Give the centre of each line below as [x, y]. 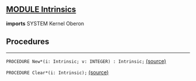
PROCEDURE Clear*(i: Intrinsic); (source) [57, 72]
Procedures [28, 42]
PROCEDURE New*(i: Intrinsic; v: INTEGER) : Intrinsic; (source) [86, 61]
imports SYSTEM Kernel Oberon [45, 23]
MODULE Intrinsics [41, 10]
